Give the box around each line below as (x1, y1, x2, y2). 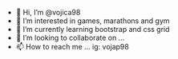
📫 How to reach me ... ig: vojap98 (15, 42, 130, 51)
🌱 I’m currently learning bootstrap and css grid (15, 25, 170, 33)
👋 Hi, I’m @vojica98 (15, 8, 81, 17)
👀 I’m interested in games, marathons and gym (15, 16, 170, 26)
